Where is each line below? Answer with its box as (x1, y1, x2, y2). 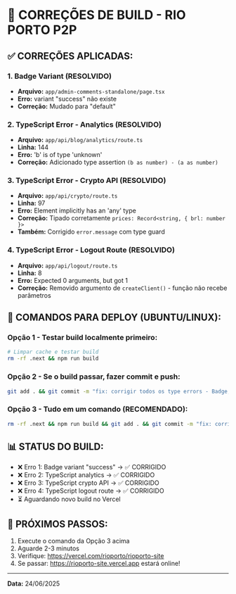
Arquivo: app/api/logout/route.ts (17, 261, 118, 270)
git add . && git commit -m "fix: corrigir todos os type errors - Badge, (7, 388, 231, 395)
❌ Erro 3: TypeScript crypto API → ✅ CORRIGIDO (17, 479, 159, 487)
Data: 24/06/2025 (7, 579, 60, 588)
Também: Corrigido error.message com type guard (17, 227, 165, 236)
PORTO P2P (7, 22, 77, 38)
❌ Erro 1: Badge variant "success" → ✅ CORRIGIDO (17, 463, 166, 472)
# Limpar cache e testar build (7, 348, 99, 355)
